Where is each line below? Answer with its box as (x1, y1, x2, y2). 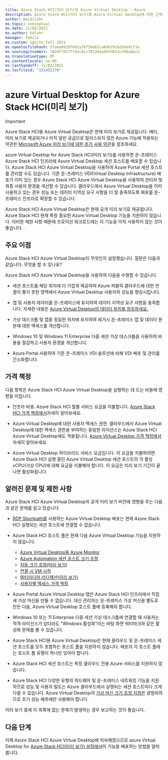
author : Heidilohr (5, 16, 43, 21)
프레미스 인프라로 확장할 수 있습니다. (5, 195, 76, 201)
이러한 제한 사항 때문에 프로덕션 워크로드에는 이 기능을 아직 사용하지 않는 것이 (11, 218, 162, 224)
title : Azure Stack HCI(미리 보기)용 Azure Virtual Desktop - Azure (5, 7, 146, 12)
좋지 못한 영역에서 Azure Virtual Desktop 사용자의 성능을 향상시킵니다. (21, 288, 160, 295)
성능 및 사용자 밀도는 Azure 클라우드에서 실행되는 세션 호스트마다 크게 (25, 683, 162, 690)
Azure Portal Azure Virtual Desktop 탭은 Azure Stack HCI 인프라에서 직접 (12, 591, 160, 597)
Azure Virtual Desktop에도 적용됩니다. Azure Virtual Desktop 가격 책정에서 (12, 433, 161, 439)
